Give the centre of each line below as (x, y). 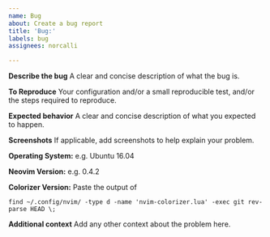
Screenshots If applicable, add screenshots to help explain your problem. (131, 140)
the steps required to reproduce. (63, 100)
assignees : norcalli (43, 46)
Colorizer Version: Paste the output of (73, 188)
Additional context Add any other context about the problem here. (120, 224)
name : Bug (25, 16)
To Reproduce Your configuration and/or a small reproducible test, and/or (132, 92)
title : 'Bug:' (32, 31)
